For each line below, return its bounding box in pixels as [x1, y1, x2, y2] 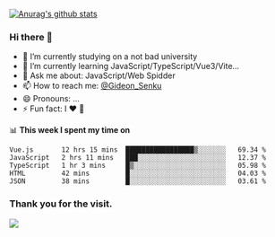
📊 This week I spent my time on [9, 125, 131, 136]
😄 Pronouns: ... [21, 93, 81, 104]
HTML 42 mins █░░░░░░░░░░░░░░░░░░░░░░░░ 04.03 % [9, 169, 267, 179]
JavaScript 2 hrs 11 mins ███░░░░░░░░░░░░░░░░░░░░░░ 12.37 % [9, 154, 267, 162]
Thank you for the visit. [9, 197, 113, 210]
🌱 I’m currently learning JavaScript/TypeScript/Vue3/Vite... [21, 61, 240, 72]
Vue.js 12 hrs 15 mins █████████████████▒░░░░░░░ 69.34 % [9, 145, 267, 154]
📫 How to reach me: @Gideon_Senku [21, 81, 162, 92]
